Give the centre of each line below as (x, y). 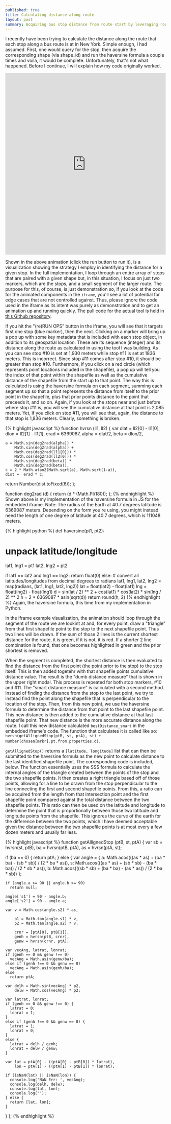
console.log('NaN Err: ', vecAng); (48, 1080)
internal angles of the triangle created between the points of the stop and (82, 772)
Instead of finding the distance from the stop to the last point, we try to (79, 693)
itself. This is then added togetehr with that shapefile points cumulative (79, 671)
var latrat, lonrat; (27, 999)
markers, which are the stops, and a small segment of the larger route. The (83, 284)
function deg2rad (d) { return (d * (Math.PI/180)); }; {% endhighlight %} (80, 494)
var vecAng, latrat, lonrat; (36, 950)
